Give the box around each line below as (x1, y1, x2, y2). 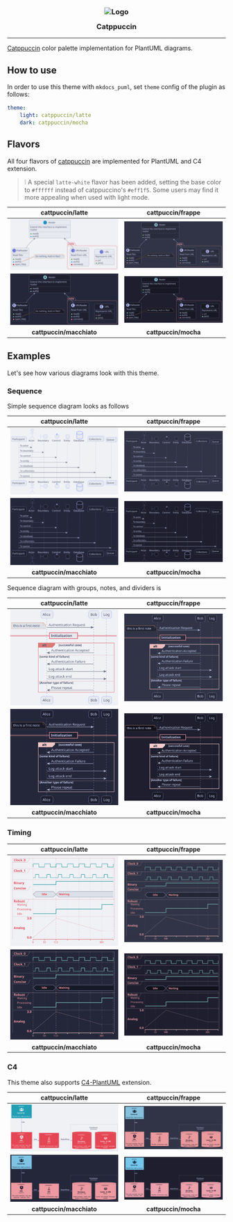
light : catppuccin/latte (19, 111, 92, 118)
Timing (7, 827, 32, 837)
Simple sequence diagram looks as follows (7, 402, 130, 410)
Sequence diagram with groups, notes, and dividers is (7, 583, 162, 592)
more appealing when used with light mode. (24, 193, 150, 201)
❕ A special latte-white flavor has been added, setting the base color (24, 177, 222, 186)
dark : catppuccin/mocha (19, 119, 89, 126)
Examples (7, 350, 51, 362)
